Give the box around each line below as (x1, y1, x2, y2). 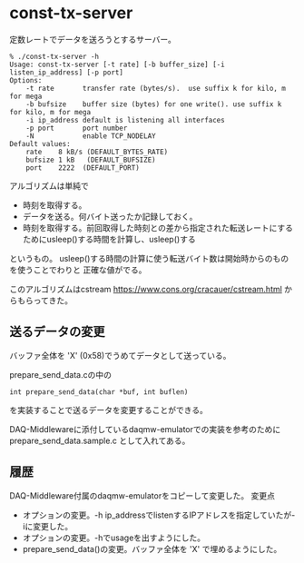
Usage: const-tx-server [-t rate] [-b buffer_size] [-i (9, 60, 225, 69)
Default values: (9, 139, 71, 148)
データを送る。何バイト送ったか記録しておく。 (22, 211, 198, 222)
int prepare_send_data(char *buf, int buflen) (9, 387, 189, 397)
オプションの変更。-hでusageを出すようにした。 (22, 532, 206, 543)
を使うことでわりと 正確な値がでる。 (9, 264, 147, 275)
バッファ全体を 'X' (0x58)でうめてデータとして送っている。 (9, 350, 231, 361)
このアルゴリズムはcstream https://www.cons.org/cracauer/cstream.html (9, 283, 283, 294)
